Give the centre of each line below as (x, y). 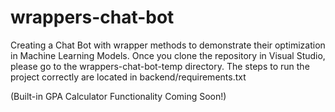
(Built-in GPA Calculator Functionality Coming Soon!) (118, 96)
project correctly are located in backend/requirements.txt (128, 77)
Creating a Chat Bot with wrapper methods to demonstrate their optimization (168, 45)
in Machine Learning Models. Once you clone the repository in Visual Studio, (168, 55)
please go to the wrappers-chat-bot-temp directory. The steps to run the (160, 66)
